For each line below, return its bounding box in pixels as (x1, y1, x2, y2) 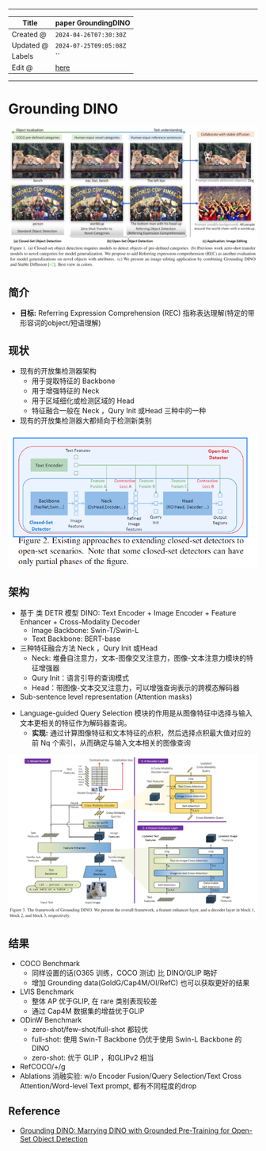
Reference (8, 1104, 61, 1118)
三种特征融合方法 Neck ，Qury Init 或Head (19, 643, 158, 653)
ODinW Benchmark (19, 1015, 82, 1024)
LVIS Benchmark (19, 987, 74, 996)
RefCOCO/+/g (19, 1061, 66, 1071)
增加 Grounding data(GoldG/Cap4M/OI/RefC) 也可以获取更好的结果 (31, 977, 250, 988)
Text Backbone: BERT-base (31, 634, 121, 643)
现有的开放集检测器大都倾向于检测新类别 (19, 416, 152, 425)
